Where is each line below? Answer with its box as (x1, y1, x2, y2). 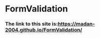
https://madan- (58, 21, 95, 27)
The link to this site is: (5, 21, 58, 27)
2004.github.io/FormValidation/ (5, 26, 82, 33)
